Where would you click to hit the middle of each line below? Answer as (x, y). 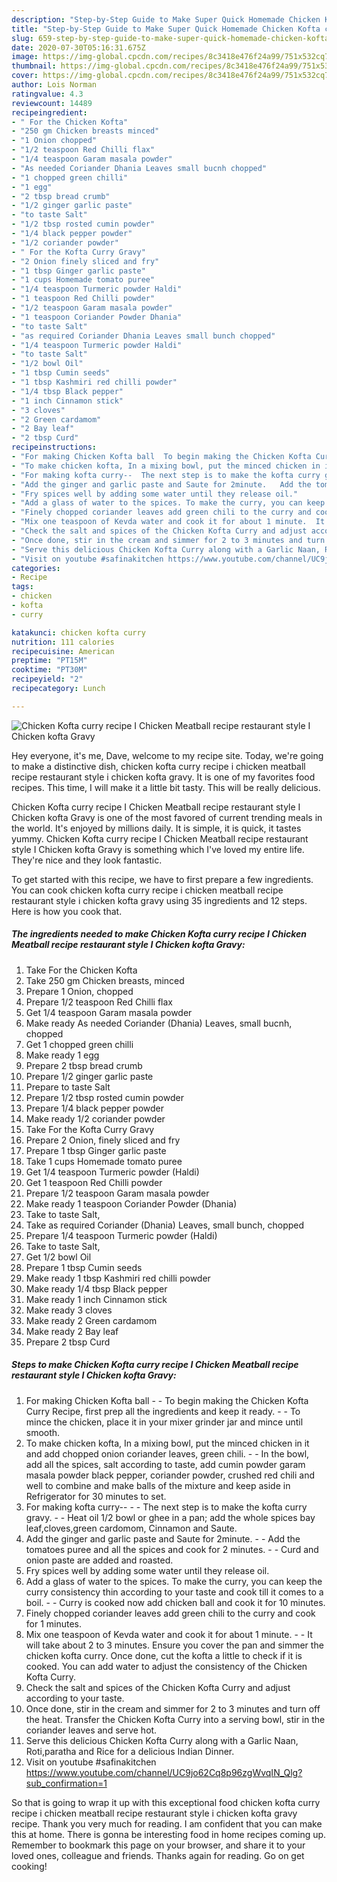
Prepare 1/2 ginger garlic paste (89, 1076)
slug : (22, 38)
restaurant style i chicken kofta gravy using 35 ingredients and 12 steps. (159, 900)
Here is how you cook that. (67, 911)
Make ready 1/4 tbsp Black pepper (96, 1288)
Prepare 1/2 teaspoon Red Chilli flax (99, 1002)
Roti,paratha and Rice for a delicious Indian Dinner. (130, 1751)
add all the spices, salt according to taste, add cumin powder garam (165, 1464)
